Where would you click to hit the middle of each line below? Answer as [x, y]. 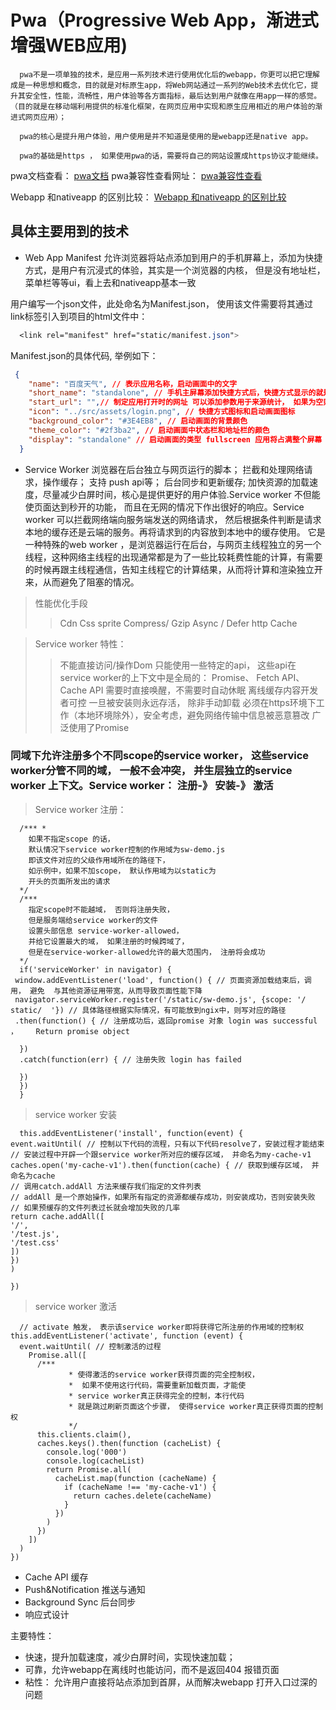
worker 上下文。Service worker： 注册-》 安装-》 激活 [142, 786]
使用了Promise [99, 727]
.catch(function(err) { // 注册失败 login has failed [130, 1059]
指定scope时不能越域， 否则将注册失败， [101, 909]
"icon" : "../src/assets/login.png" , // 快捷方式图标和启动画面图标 [162, 412]
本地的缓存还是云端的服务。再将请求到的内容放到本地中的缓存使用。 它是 [175, 532]
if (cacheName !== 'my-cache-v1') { [140, 1487]
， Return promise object [70, 1031]
